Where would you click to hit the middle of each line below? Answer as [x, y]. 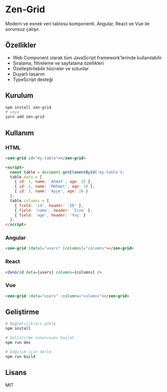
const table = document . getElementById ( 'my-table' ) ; [67, 172]
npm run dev [18, 343]
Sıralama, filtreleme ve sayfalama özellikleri [58, 63]
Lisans [16, 373]
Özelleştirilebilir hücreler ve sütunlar [51, 68]
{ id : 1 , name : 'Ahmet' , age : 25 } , [54, 182]
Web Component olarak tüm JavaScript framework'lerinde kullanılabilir [87, 57]
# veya [12, 112]
